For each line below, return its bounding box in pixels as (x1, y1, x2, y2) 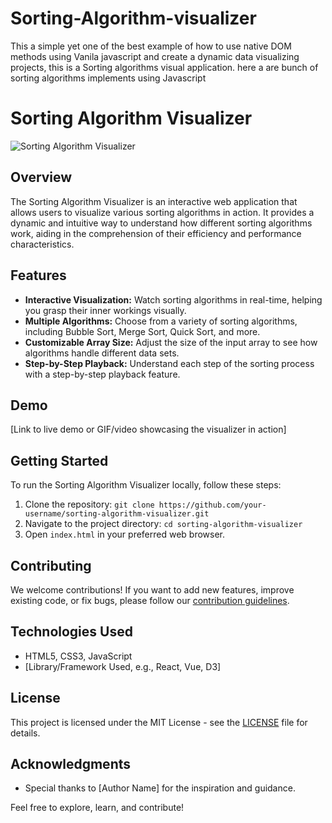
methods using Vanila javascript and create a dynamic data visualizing (10, 50, 300, 62)
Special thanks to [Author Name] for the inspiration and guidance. (24, 782, 296, 794)
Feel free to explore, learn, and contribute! (10, 802, 185, 814)
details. (10, 727, 41, 739)
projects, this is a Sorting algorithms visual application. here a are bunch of (10, 61, 319, 73)
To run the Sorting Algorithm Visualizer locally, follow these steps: (10, 479, 282, 491)
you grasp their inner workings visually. (24, 304, 187, 316)
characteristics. (10, 238, 75, 250)
